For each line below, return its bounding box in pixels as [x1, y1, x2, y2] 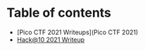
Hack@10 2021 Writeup [16, 35, 85, 43]
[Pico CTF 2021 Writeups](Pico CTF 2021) [16, 28, 139, 36]
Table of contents [6, 5, 112, 21]
